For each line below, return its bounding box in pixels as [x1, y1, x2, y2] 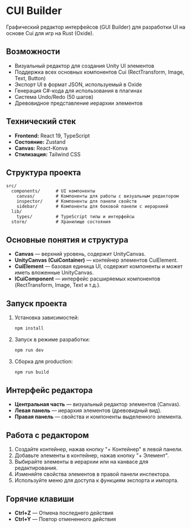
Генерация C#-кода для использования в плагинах [14, 87, 143, 94]
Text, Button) [14, 74, 46, 81]
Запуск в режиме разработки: [14, 335, 91, 343]
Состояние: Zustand [14, 138, 66, 145]
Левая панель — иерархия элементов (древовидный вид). [14, 407, 162, 414]
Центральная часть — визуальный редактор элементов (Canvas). [14, 401, 181, 408]
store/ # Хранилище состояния [11, 219, 111, 225]
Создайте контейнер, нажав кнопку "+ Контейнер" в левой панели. [14, 446, 183, 453]
